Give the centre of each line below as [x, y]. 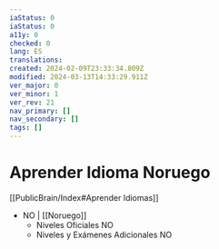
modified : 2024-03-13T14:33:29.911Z [79, 77]
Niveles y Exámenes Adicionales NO [104, 234]
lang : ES [26, 52]
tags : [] [26, 128]
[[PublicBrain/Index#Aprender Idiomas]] [84, 197]
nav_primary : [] [40, 111]
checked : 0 [30, 43]
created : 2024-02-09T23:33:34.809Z [77, 69]
